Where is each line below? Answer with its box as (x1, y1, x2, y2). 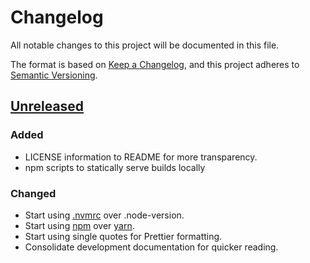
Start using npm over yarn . (24, 219, 135, 231)
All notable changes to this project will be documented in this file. (10, 39, 280, 51)
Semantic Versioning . (10, 69, 98, 81)
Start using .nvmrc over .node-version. (24, 209, 185, 221)
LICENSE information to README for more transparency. (24, 151, 258, 163)
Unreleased (10, 98, 85, 115)
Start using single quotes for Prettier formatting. (24, 230, 223, 242)
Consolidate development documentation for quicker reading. (24, 241, 279, 253)
